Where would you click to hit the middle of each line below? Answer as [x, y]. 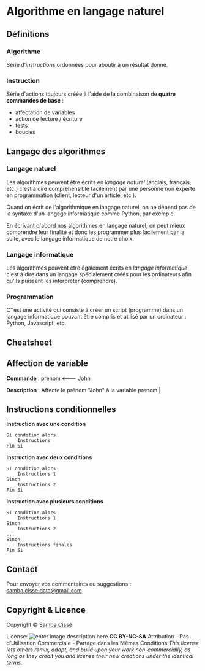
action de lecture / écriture [49, 119]
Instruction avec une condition [46, 424]
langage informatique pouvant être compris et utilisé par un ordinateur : [96, 317]
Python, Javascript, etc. [36, 323]
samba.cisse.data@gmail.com [44, 591]
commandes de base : [35, 101]
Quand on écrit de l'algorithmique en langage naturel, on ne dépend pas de [101, 207]
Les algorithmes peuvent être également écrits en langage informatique [97, 268]
